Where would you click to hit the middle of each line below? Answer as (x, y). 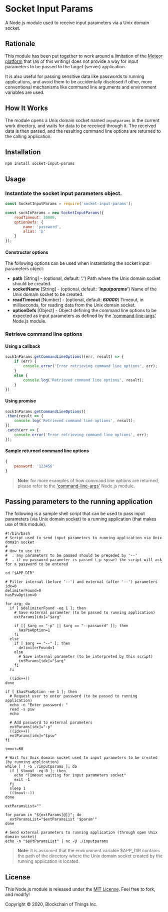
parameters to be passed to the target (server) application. (66, 66)
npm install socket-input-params (40, 164)
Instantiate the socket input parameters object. (63, 193)
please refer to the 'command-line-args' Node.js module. (76, 486)
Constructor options (27, 252)
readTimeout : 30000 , (35, 217)
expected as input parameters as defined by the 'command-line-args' (84, 316)
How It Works (27, 108)
